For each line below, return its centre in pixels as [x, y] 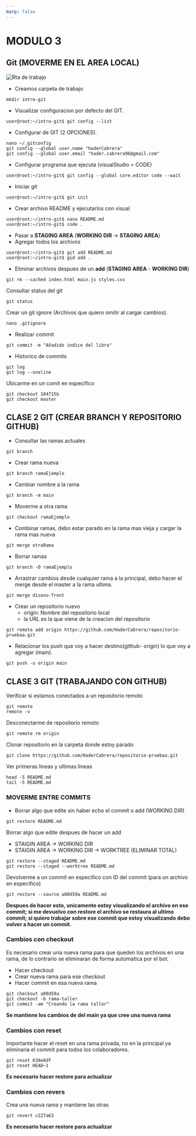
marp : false [21, 12]
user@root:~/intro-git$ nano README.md [55, 219]
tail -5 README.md [29, 783]
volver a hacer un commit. [39, 924]
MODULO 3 [34, 41]
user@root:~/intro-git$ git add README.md [59, 253]
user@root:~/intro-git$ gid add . [49, 258]
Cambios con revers [35, 1092]
